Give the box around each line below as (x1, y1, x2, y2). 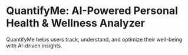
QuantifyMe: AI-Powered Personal (6, 4, 178, 18)
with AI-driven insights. (6, 42, 63, 49)
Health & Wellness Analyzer (6, 16, 146, 30)
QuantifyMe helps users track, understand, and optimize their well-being (6, 36, 183, 43)
